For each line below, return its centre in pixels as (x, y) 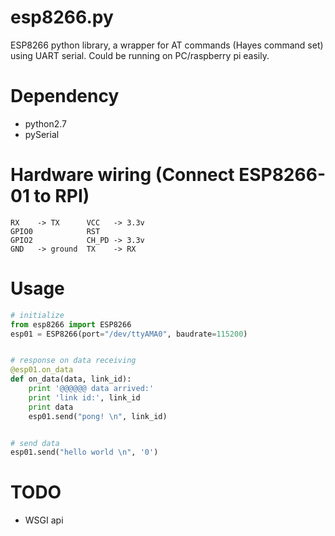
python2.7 (45, 123)
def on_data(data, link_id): (71, 379)
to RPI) (61, 196)
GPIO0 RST (55, 231)
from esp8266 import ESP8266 (71, 324)
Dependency (65, 96)
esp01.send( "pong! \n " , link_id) (98, 416)
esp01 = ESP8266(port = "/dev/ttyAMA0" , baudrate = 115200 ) (129, 334)
